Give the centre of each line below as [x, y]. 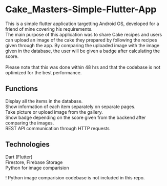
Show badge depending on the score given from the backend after [76, 117]
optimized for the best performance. [44, 72]
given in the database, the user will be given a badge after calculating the [83, 51]
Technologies [28, 144]
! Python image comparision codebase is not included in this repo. [75, 177]
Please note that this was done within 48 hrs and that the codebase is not [83, 67]
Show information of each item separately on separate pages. [70, 107]
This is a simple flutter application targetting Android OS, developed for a [82, 24]
